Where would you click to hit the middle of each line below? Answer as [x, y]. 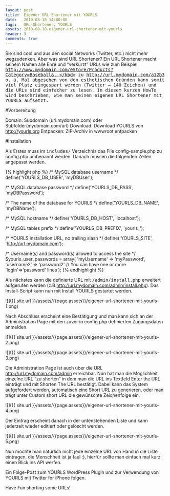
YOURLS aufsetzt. [27, 100]
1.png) [12, 306]
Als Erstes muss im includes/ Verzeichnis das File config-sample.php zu [84, 151]
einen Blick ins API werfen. [34, 462]
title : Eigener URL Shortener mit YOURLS [51, 15]
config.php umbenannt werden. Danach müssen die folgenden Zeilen [78, 156]
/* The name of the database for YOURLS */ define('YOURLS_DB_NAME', [82, 203]
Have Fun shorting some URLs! [38, 488]
